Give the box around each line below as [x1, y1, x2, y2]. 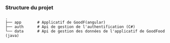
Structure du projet [5, 4, 53, 11]
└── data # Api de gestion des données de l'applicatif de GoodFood [5, 29, 165, 34]
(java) [5, 33, 19, 38]
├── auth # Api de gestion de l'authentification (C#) [5, 24, 136, 29]
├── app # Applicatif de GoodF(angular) [5, 20, 106, 25]
